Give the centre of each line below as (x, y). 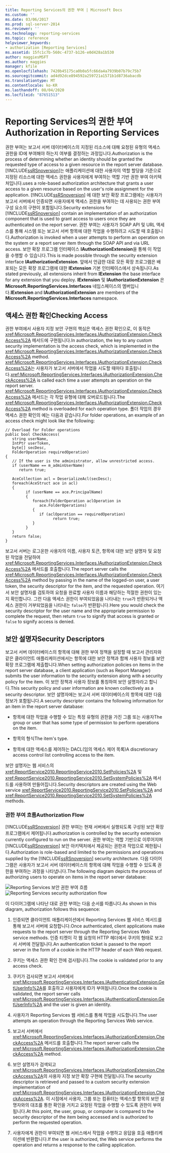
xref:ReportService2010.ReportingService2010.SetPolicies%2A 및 (74, 771)
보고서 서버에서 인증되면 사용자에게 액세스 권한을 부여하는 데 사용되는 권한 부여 (83, 201)
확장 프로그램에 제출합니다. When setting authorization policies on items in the (84, 664)
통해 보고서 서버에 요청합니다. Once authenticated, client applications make (89, 926)
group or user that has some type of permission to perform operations (86, 722)
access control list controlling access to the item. (63, 755)
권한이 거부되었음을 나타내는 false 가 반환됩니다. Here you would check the (89, 605)
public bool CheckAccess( (32, 435)
